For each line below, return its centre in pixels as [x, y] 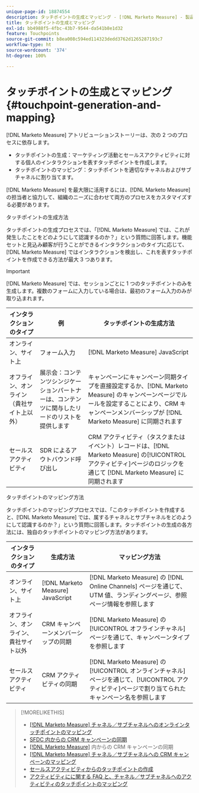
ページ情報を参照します [122, 604]
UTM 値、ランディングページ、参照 [138, 595]
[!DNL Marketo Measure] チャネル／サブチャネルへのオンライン [107, 724]
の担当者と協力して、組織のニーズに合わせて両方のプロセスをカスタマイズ [97, 197]
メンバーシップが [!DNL [150, 413]
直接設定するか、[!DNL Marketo [144, 386]
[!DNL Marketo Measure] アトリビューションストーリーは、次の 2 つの [92, 135]
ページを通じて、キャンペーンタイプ [139, 637]
